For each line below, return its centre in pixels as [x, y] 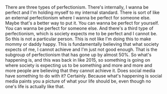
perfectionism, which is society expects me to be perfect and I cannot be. [81, 34]
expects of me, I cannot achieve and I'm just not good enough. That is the [81, 49]
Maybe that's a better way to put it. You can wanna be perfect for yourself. [82, 23]
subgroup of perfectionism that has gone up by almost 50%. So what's [78, 55]
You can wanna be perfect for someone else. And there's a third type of [79, 28]
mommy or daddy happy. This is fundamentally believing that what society [82, 44]
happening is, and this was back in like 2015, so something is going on [78, 60]
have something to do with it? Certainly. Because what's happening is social [83, 76]
